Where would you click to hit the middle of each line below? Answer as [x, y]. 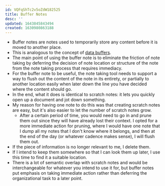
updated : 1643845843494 [30, 23]
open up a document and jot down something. [59, 100]
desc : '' [14, 19]
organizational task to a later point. [47, 179]
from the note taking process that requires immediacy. [67, 68]
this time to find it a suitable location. [49, 157]
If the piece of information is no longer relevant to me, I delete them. [81, 147]
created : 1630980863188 [30, 28]
